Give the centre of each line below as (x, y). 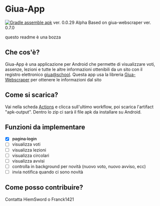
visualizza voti (26, 144)
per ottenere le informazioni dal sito (66, 79)
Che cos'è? (22, 52)
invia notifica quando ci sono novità (48, 172)
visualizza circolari (31, 155)
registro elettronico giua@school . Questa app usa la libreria (64, 75)
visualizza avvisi (28, 161)
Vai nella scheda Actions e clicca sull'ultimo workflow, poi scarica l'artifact (79, 107)
